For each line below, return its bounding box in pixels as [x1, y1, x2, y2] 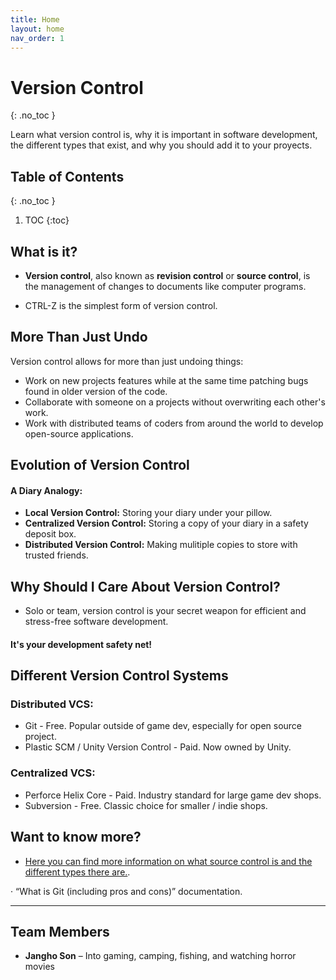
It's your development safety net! [10, 638, 153, 650]
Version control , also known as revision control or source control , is [24, 269, 311, 281]
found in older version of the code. [24, 385, 168, 397]
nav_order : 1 [10, 33, 65, 43]
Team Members [10, 923, 110, 940]
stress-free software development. [24, 616, 169, 628]
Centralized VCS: [10, 766, 96, 780]
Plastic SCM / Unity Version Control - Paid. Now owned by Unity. [24, 741, 292, 753]
